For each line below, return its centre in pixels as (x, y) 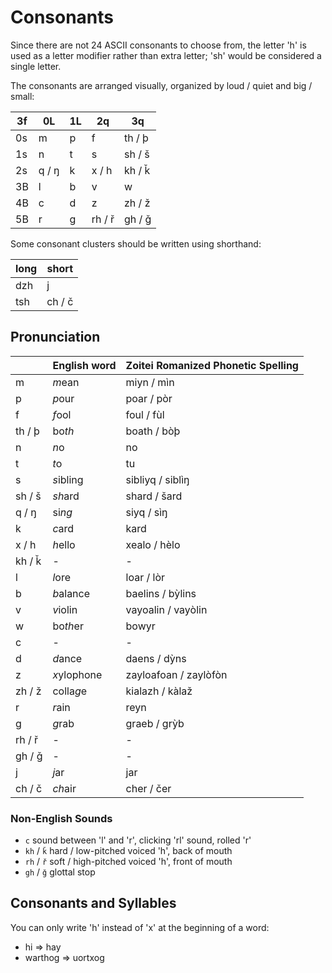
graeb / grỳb (155, 723)
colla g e (70, 691)
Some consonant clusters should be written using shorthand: (136, 243)
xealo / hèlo (153, 544)
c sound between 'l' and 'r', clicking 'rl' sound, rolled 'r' (138, 840)
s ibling (68, 479)
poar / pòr (149, 398)
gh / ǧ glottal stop (60, 872)
